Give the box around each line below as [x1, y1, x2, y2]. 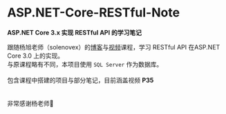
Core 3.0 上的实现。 [7, 52, 64, 60]
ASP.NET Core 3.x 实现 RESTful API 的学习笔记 [7, 28, 142, 36]
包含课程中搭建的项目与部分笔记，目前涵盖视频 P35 [7, 76, 154, 84]
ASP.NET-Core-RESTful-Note [7, 5, 180, 21]
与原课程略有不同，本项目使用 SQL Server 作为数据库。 [7, 60, 163, 68]
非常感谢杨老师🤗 [7, 99, 54, 107]
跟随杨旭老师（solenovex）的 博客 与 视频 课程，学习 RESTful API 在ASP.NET [7, 43, 220, 51]
